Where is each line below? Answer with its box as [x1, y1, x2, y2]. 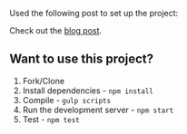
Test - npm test [22, 113, 80, 125]
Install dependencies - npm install [22, 85, 154, 96]
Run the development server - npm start [22, 104, 174, 115]
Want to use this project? [9, 52, 154, 67]
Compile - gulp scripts [22, 94, 112, 105]
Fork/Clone [22, 75, 65, 86]
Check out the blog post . [9, 25, 103, 35]
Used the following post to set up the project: [9, 8, 179, 18]
